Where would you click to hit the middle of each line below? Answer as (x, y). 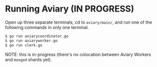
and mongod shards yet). (29, 59)
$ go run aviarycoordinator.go (37, 36)
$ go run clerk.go (24, 45)
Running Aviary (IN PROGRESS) (70, 9)
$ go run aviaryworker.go (31, 40)
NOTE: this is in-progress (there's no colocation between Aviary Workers (78, 54)
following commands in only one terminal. (47, 27)
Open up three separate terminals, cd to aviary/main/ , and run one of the (78, 22)
